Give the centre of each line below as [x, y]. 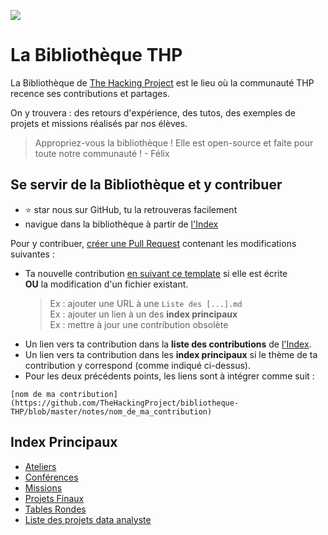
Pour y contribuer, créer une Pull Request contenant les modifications [153, 243]
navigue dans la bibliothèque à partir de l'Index [121, 224]
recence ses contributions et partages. [90, 93]
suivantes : [32, 254]
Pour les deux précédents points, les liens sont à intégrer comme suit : [169, 376]
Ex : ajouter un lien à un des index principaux [143, 314]
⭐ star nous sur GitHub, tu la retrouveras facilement [131, 209]
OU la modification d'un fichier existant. [106, 284]
